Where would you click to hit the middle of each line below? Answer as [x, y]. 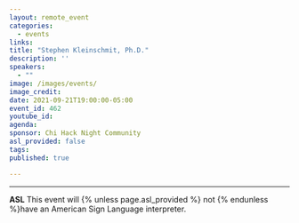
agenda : [24, 125]
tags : [19, 149]
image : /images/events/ [53, 84]
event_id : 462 [36, 108]
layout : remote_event [49, 17]
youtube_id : [31, 116]
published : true [39, 158]
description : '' [39, 59]
